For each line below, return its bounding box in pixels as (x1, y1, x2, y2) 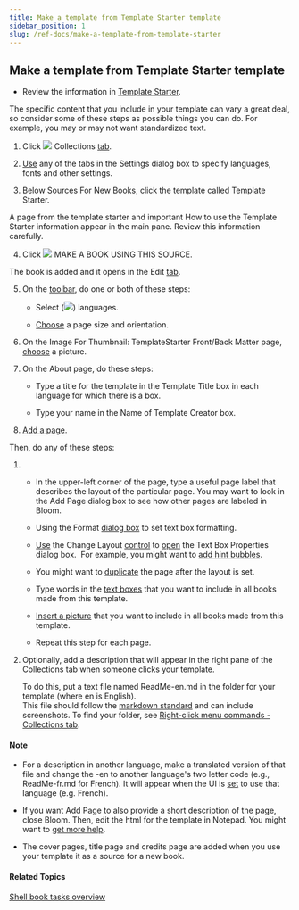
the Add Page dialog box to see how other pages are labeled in (35, 496, 268, 507)
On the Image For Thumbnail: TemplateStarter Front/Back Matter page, (21, 336, 283, 348)
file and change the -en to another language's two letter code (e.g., (21, 769, 270, 780)
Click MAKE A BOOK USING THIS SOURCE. (21, 249, 193, 260)
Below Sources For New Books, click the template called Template (21, 185, 266, 196)
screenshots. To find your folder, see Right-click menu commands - (21, 710, 270, 721)
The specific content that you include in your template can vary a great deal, (9, 103, 290, 114)
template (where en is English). (21, 691, 137, 701)
